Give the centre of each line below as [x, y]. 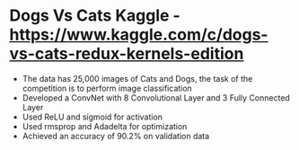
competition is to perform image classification [107, 88]
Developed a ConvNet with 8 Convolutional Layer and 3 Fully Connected [156, 97]
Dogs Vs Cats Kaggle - [95, 16]
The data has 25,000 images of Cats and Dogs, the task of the [137, 78]
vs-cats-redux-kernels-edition [127, 54]
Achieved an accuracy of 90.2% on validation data [116, 136]
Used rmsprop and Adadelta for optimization [105, 126]
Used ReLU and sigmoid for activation [92, 117]
